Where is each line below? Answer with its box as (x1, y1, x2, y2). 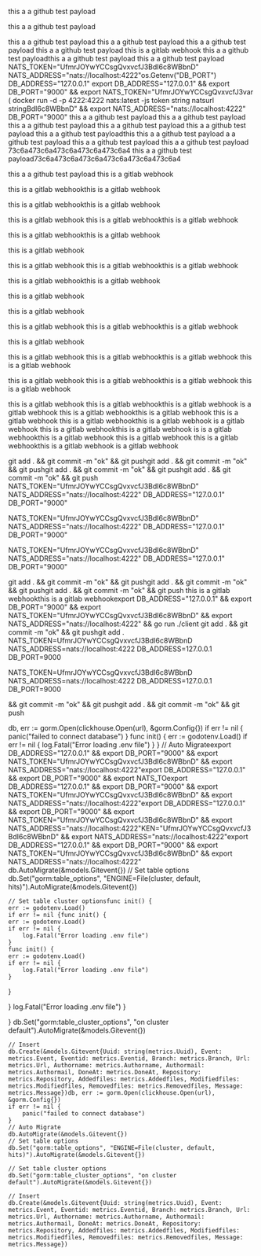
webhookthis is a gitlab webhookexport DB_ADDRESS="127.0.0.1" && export (8, 594, 252, 603)
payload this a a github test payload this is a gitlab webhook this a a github (8, 46, 249, 54)
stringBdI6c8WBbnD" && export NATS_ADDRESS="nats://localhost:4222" (8, 104, 246, 113)
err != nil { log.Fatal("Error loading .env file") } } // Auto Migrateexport (8, 740, 231, 750)
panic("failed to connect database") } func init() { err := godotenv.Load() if (8, 731, 248, 741)
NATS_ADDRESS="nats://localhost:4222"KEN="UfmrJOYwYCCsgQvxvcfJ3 (8, 823, 252, 833)
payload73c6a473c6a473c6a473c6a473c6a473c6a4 (8, 154, 182, 164)
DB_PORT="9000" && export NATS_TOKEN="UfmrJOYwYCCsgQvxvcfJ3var (8, 87, 253, 97)
